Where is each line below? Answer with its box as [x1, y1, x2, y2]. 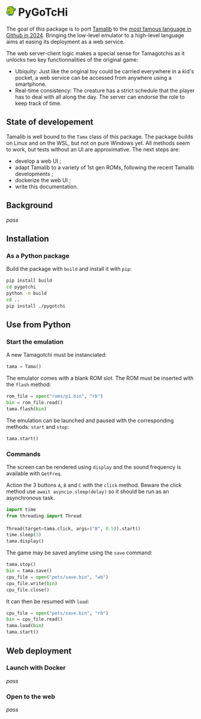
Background [6, 201, 53, 211]
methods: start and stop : [6, 423, 69, 430]
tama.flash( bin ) [6, 405, 47, 412]
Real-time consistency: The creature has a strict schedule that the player [14, 86, 195, 94]
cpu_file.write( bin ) [6, 580, 58, 586]
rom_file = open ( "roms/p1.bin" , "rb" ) [6, 393, 103, 399]
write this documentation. [14, 183, 79, 190]
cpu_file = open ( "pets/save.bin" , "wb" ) [6, 574, 109, 580]
